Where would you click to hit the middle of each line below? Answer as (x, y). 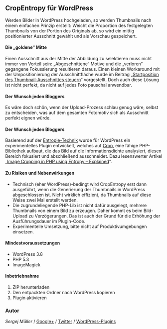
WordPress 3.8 (28, 254)
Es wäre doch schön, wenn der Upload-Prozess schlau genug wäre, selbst (82, 108)
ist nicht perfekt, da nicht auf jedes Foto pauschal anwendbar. (69, 85)
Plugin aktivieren (30, 298)
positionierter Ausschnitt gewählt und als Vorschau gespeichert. (71, 36)
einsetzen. (23, 231)
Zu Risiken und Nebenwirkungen (40, 173)
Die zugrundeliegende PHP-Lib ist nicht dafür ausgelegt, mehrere (80, 205)
